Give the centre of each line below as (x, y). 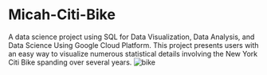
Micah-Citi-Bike (62, 15)
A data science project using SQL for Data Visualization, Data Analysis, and (132, 37)
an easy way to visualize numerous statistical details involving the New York (133, 53)
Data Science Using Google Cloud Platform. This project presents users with (133, 45)
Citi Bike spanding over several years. (70, 62)
